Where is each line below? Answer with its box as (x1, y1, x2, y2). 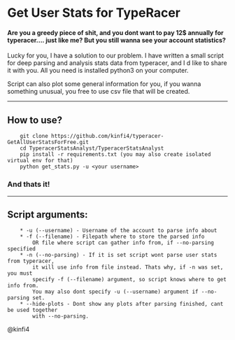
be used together (7, 306, 58, 314)
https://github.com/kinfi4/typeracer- (51, 133, 164, 140)
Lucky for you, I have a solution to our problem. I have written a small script (7, 51, 224, 60)
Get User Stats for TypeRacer (7, 5, 180, 21)
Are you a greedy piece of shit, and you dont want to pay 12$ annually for (7, 28, 224, 36)
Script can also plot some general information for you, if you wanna (7, 80, 201, 88)
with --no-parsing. (32, 313, 90, 320)
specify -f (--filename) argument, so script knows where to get (32, 276, 227, 283)
